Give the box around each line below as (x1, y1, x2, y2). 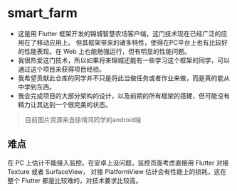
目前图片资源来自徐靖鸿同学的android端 (24, 115, 141, 124)
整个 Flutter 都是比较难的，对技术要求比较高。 (7, 176, 142, 185)
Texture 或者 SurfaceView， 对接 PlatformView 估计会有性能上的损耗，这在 (7, 167, 226, 175)
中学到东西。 (17, 82, 56, 91)
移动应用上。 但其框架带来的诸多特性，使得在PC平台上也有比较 (36, 38, 222, 47)
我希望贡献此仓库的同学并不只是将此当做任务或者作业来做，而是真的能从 (17, 73, 230, 82)
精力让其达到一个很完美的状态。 (17, 100, 112, 109)
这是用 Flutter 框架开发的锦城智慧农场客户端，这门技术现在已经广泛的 (17, 29, 222, 38)
